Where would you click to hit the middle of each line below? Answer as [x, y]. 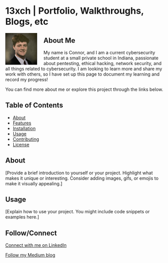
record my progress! [27, 79]
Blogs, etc [27, 22]
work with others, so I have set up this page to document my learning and [82, 74]
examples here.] [22, 217]
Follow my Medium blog [30, 255]
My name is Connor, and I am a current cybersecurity [99, 53]
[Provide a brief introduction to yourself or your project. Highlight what [79, 173]
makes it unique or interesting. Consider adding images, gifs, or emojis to [82, 178]
